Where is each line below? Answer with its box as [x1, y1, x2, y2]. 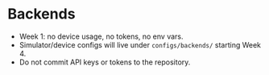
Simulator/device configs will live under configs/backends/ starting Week [19, 40, 262, 49]
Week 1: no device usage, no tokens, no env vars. [19, 31, 184, 41]
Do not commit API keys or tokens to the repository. [19, 57, 191, 67]
